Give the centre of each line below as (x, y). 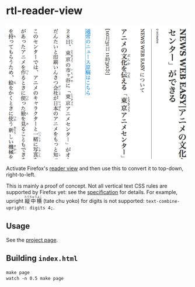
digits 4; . (42, 208)
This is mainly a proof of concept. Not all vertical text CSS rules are (87, 186)
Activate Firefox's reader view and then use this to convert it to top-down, (95, 168)
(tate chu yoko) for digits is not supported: (94, 201)
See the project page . (32, 240)
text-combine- (163, 202)
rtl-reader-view (44, 11)
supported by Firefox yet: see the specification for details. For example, (92, 192)
